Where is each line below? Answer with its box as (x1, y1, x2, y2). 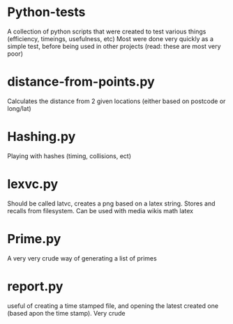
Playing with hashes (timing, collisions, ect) (7, 151, 131, 160)
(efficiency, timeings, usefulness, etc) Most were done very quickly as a (7, 34, 214, 43)
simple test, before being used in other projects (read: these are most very (7, 42, 221, 50)
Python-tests (7, 4, 86, 20)
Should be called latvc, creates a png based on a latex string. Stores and (7, 199, 216, 208)
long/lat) (7, 104, 31, 112)
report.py (7, 278, 63, 294)
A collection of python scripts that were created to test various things (7, 27, 206, 36)
